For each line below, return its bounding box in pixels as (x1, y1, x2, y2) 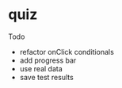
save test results (19, 72, 74, 82)
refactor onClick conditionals (19, 47, 115, 56)
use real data (19, 63, 63, 73)
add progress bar (19, 55, 77, 65)
